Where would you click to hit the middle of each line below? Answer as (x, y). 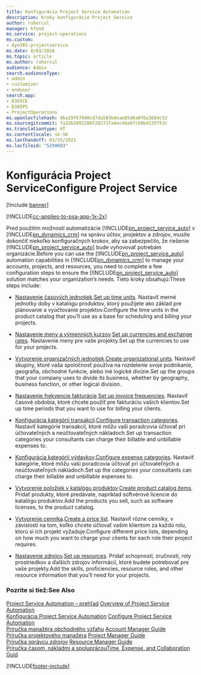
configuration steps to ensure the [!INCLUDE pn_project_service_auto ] (92, 272)
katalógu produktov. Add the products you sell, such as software (94, 500)
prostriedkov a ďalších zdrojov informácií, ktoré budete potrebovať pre (102, 562)
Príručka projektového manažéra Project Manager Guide (76, 635)
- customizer (22, 85)
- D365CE (17, 101)
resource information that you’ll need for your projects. (82, 575)
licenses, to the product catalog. (55, 507)
